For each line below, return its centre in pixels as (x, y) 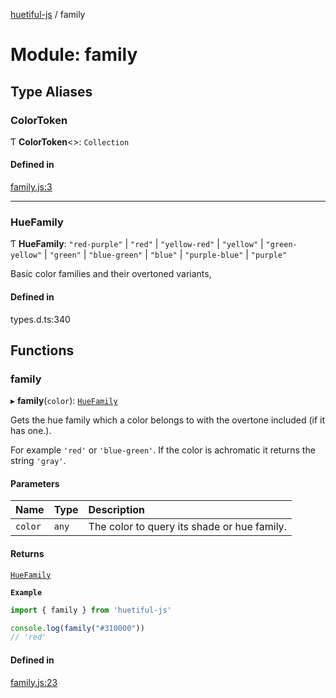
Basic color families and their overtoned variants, (111, 274)
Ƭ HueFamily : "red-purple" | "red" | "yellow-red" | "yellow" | (137, 244)
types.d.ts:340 (40, 319)
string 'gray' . (38, 461)
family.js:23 (34, 682)
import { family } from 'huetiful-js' (91, 610)
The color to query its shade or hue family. (187, 527)
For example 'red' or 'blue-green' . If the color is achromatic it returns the (163, 450)
